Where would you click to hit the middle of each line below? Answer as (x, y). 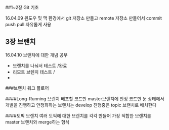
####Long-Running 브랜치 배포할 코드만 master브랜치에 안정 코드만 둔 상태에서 (85, 99)
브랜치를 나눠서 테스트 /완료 (40, 66)
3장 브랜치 (20, 42)
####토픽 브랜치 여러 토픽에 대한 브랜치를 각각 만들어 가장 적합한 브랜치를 (78, 115)
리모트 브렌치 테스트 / (34, 72)
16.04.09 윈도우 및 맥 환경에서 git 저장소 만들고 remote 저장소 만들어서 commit (83, 18)
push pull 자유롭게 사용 (28, 24)
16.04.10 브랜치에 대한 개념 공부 (36, 55)
